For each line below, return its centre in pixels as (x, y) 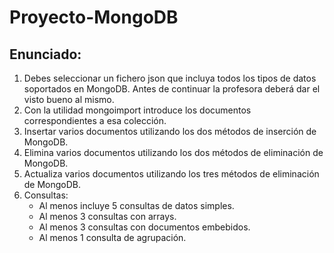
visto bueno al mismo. (69, 99)
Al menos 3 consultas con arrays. (107, 216)
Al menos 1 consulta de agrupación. (112, 237)
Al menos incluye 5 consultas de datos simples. (136, 205)
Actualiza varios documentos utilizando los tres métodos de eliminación (171, 174)
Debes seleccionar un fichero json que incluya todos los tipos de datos (170, 78)
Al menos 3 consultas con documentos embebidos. (144, 227)
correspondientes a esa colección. (95, 120)
